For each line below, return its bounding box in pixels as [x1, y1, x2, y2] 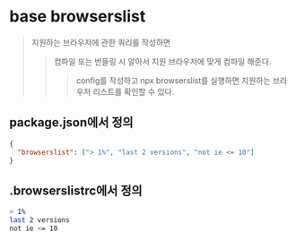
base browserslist [9, 6, 146, 27]
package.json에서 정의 [9, 115, 134, 131]
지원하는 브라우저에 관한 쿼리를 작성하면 [30, 37, 171, 47]
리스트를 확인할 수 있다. [92, 86, 175, 97]
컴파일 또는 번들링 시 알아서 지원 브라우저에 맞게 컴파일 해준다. [53, 56, 272, 66]
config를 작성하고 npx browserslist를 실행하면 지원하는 [75, 74, 271, 86]
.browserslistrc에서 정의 [9, 183, 143, 198]
